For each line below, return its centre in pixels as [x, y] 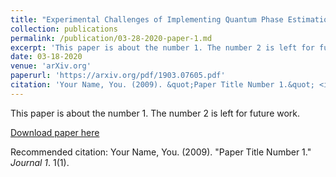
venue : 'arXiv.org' [51, 66]
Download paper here [55, 132]
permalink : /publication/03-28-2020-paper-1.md [111, 38]
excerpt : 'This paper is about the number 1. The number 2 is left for [162, 47]
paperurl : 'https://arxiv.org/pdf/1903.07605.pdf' [118, 76]
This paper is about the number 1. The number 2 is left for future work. [155, 113]
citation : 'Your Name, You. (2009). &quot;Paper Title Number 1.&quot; [162, 85]
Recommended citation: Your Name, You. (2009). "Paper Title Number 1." [161, 152]
